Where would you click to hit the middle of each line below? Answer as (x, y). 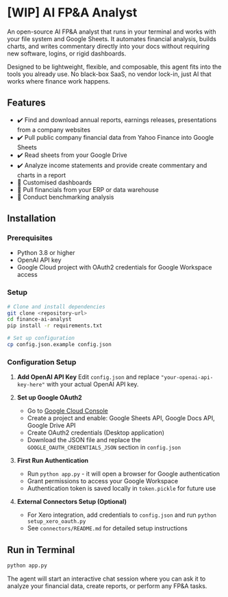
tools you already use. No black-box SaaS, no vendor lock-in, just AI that (109, 74)
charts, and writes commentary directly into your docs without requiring (109, 46)
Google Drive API (51, 426)
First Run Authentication (53, 461)
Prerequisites (30, 238)
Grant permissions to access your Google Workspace (103, 481)
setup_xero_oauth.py (56, 522)
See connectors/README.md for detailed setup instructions (107, 528)
